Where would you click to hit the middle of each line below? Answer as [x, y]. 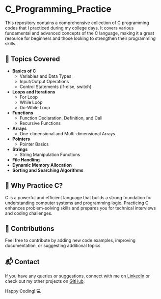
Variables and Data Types [45, 76]
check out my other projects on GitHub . [45, 281]
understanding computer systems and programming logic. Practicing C [77, 203]
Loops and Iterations [34, 91]
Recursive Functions [40, 123]
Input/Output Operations [44, 81]
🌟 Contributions [30, 228]
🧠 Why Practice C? [34, 186]
